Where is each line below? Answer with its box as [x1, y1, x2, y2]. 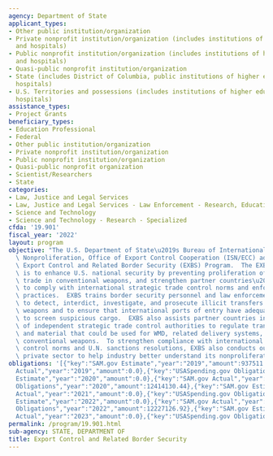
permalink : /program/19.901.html [8, 420, 122, 428]
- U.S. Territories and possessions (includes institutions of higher [8, 87, 253, 96]
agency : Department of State [8, 11, 107, 20]
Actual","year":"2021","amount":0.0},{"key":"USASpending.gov [15, 389, 231, 398]
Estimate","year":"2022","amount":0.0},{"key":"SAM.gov [15, 397, 209, 406]
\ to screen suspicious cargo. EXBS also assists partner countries [15, 314, 256, 322]
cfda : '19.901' [8, 224, 60, 232]
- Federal [8, 132, 42, 141]
